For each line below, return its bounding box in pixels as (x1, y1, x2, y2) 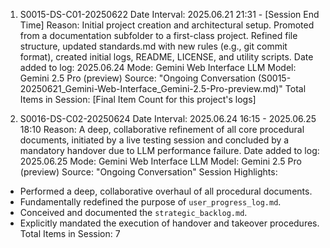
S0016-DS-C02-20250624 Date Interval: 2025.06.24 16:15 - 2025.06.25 (19, 113, 317, 124)
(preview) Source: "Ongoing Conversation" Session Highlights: (19, 166, 278, 178)
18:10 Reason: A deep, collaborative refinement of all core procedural (19, 124, 305, 135)
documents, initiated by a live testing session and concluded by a (19, 134, 290, 146)
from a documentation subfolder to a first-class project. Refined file (19, 30, 298, 41)
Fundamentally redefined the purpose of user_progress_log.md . (19, 196, 282, 208)
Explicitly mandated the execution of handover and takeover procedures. (19, 217, 320, 229)
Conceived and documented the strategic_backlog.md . (19, 207, 248, 218)
